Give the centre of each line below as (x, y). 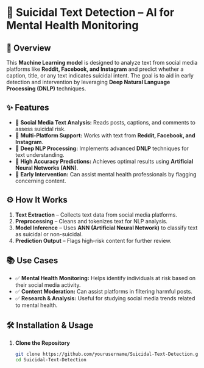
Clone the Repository (42, 343)
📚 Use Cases (32, 261)
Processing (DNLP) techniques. (46, 88)
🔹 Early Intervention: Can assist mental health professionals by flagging (106, 174)
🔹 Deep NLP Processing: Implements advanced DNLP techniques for (102, 148)
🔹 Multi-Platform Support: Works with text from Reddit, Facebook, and (105, 135)
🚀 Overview (29, 48)
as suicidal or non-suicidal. (49, 234)
